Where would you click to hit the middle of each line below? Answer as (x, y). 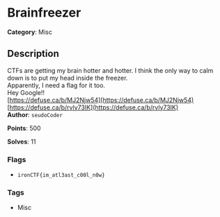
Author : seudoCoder (35, 114)
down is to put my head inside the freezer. (68, 78)
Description (33, 54)
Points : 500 (24, 128)
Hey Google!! (26, 92)
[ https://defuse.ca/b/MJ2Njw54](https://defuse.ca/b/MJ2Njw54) (101, 100)
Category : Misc (30, 32)
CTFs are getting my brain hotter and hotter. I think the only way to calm (110, 70)
